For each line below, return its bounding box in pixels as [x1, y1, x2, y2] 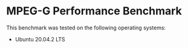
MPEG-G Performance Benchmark [6, 4, 183, 18]
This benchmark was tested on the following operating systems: [6, 24, 166, 31]
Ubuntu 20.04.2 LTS [15, 35, 65, 43]
